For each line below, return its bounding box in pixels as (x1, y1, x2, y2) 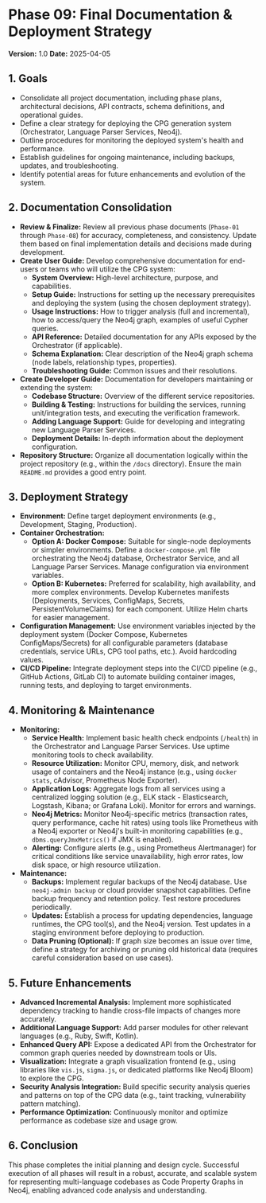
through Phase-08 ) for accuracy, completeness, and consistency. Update (19, 230, 256, 240)
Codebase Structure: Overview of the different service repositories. (31, 391, 256, 400)
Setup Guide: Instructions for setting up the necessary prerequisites (31, 289, 256, 299)
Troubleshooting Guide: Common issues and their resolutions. (31, 365, 237, 375)
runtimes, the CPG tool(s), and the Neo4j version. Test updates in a (31, 920, 252, 929)
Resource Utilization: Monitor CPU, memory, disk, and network (31, 759, 240, 768)
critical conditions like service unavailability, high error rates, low (31, 852, 244, 861)
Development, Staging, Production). (19, 520, 137, 529)
